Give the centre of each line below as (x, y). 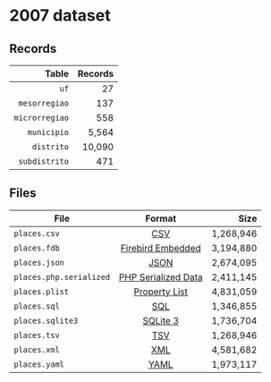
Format (161, 218)
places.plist (42, 291)
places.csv (37, 233)
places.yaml (39, 364)
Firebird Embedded (161, 248)
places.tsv (37, 335)
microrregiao (42, 118)
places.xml (37, 349)
